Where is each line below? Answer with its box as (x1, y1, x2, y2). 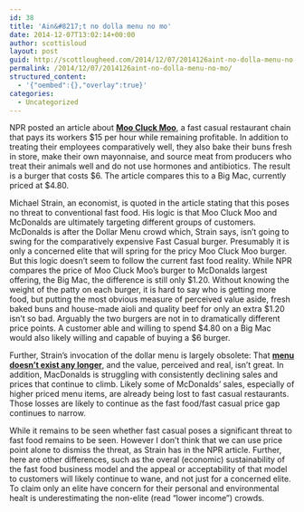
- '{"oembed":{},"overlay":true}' (17, 81, 147, 90)
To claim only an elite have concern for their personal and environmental (9, 483, 280, 494)
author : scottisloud (9, 38, 88, 48)
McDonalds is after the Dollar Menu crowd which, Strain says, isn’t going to (9, 227, 290, 237)
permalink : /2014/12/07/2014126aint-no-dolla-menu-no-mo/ (9, 64, 233, 73)
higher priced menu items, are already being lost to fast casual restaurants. (9, 389, 290, 400)
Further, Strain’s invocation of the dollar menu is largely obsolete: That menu (9, 350, 295, 361)
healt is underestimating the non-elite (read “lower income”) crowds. (9, 493, 265, 504)
